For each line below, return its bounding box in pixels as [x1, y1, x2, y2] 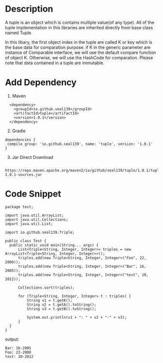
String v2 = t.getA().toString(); [26, 302, 97, 307]
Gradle [12, 128, 26, 134]
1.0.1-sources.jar [5, 172, 42, 177]
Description [5, 3, 53, 15]
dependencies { [5, 137, 36, 142]
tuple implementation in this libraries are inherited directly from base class [5, 24, 153, 30]
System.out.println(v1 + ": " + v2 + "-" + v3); [26, 315, 127, 320]
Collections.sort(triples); [17, 285, 75, 290]
